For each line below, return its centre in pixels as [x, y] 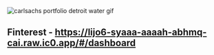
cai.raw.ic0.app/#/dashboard [72, 43]
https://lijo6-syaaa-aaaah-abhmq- [131, 33]
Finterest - [30, 33]
